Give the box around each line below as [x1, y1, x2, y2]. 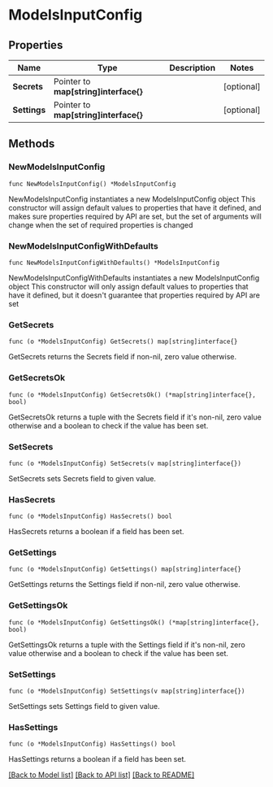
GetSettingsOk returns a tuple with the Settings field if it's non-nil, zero [8, 640, 245, 650]
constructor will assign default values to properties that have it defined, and [8, 202, 262, 212]
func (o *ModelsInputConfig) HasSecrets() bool [8, 512, 173, 521]
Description [169, 63, 216, 73]
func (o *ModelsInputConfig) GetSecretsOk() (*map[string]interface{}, [8, 390, 256, 399]
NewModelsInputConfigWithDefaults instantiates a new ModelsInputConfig [8, 272, 260, 282]
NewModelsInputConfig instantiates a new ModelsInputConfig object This [8, 193, 256, 204]
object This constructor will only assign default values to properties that [8, 281, 249, 291]
